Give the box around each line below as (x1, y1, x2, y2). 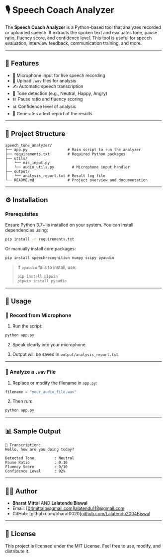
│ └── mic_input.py (5, 160, 50, 165)
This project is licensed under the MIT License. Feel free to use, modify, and (5, 543, 161, 549)
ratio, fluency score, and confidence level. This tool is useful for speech (5, 35, 152, 41)
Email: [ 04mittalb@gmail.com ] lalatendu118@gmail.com (12, 505, 125, 511)
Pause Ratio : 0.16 (5, 460, 68, 465)
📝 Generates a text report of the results (12, 110, 93, 116)
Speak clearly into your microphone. (12, 342, 87, 348)
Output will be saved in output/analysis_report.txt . (12, 351, 120, 357)
